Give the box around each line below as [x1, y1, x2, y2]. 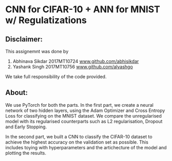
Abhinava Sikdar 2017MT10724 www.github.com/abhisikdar [12, 58, 139, 64]
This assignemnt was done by [5, 49, 69, 54]
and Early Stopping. [5, 124, 47, 130]
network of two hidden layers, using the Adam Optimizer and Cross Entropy [5, 107, 165, 113]
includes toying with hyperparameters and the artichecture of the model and [5, 144, 167, 150]
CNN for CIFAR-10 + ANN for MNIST [5, 4, 160, 15]
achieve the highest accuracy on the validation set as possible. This [5, 139, 149, 145]
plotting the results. [5, 150, 46, 156]
